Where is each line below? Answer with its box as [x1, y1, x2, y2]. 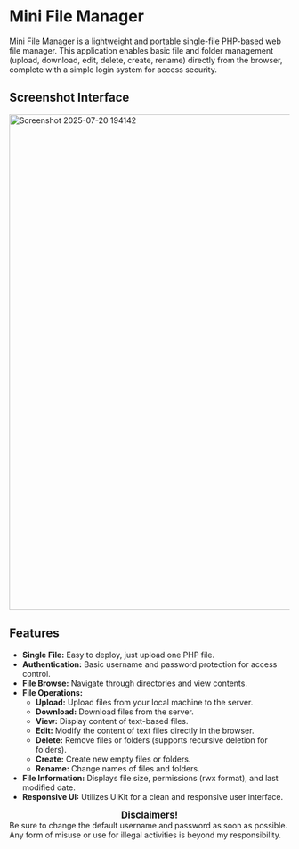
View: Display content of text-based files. [35, 715, 189, 726]
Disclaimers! [121, 809, 178, 821]
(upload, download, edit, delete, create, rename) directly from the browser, [9, 54, 283, 65]
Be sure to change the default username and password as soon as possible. [9, 820, 287, 830]
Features [9, 626, 60, 641]
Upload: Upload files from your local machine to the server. [35, 697, 254, 707]
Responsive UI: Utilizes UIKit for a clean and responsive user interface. [21, 791, 283, 802]
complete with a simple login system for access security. [9, 64, 218, 75]
